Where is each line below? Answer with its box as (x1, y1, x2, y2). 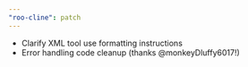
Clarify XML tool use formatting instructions (21, 38, 183, 48)
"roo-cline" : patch (8, 13, 81, 22)
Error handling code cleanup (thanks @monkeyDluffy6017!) (21, 46, 241, 58)
